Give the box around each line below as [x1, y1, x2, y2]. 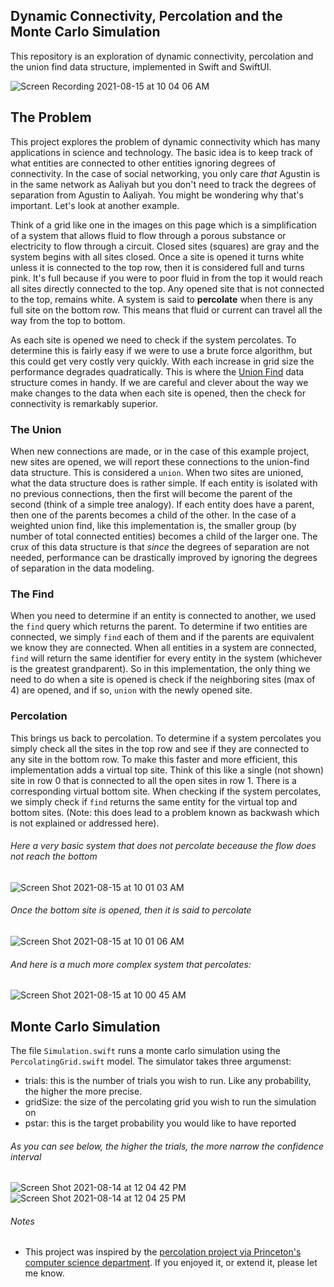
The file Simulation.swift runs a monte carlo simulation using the [10, 1044, 281, 1056]
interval [10, 1150, 42, 1163]
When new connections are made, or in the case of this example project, [10, 445, 310, 457]
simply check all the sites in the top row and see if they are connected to [10, 742, 310, 754]
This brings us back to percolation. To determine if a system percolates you [10, 732, 322, 744]
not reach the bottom [10, 850, 98, 863]
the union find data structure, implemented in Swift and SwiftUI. [10, 60, 272, 73]
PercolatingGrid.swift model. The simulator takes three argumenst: [10, 1055, 292, 1067]
